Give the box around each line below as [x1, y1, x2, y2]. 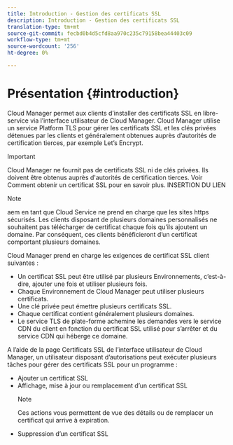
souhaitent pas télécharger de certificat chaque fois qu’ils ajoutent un [7, 222, 208, 231]
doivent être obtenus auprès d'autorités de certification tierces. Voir [7, 173, 203, 182]
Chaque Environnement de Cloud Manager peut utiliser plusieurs [17, 287, 204, 295]
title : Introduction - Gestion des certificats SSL [7, 10, 161, 18]
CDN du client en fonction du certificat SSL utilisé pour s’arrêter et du [17, 324, 218, 333]
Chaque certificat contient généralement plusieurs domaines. [17, 309, 195, 317]
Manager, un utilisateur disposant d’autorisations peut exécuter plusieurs [7, 352, 217, 361]
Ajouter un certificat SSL [17, 374, 89, 382]
